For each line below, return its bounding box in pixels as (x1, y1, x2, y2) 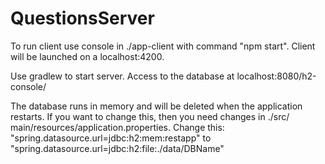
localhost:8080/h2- (236, 70, 317, 82)
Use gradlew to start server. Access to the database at (10, 70, 235, 82)
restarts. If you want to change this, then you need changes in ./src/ (10, 110, 290, 122)
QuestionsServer (10, 7, 155, 30)
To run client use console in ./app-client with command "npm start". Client (10, 40, 316, 52)
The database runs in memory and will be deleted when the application (10, 100, 303, 112)
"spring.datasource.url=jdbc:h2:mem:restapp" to (10, 132, 212, 144)
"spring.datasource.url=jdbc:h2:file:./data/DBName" (10, 142, 225, 154)
